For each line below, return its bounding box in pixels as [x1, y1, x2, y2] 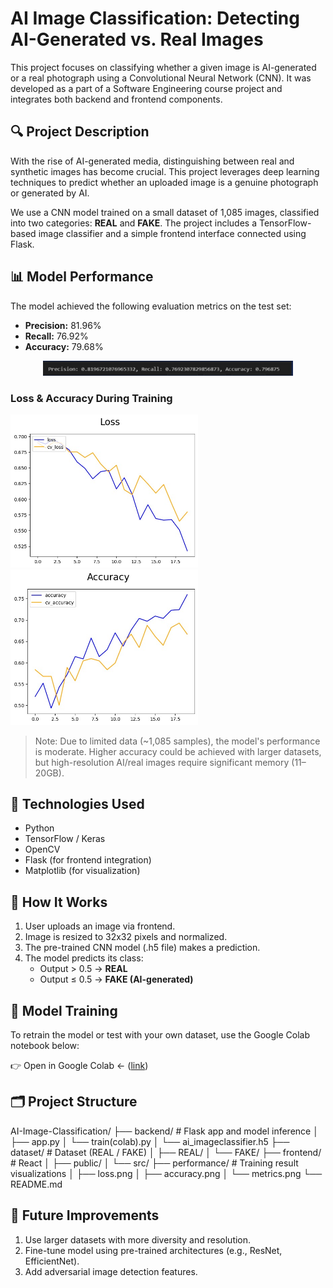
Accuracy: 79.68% [24, 340, 104, 352]
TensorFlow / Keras [24, 833, 106, 845]
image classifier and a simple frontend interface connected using [38, 227, 307, 239]
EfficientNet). [24, 1255, 80, 1267]
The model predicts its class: [24, 952, 144, 964]
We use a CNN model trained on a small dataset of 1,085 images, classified [10, 206, 320, 218]
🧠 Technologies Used [10, 795, 145, 812]
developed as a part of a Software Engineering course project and [10, 82, 283, 94]
